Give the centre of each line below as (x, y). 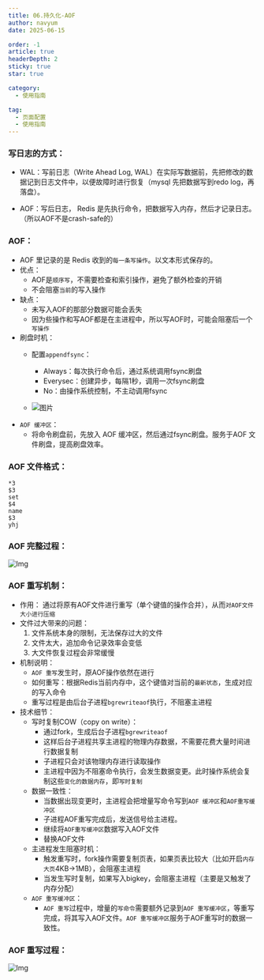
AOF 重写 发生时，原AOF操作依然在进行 (93, 672)
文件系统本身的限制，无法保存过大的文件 (97, 632)
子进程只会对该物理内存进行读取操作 (102, 761)
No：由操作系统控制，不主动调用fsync (105, 390)
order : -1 (24, 44)
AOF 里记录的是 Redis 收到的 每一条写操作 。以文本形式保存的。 (118, 260)
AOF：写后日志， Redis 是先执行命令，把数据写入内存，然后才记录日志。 (138, 209)
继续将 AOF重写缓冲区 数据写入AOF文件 (101, 829)
